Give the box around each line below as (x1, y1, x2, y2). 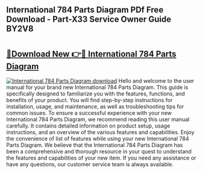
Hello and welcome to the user (118, 77, 195, 84)
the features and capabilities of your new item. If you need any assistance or (6, 154, 197, 161)
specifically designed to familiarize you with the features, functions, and (6, 90, 185, 97)
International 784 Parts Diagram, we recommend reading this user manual (6, 116, 190, 123)
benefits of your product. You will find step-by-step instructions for (6, 97, 173, 103)
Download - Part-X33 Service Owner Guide (6, 14, 172, 25)
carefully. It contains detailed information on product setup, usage (6, 122, 171, 129)
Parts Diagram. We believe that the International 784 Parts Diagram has (6, 141, 183, 149)
